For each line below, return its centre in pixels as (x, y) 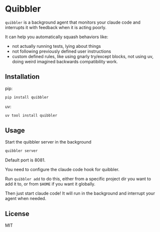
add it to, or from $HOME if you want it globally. (50, 184)
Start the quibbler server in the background (48, 142)
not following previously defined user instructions (62, 51)
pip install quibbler (27, 97)
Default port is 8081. (25, 160)
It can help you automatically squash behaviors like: (56, 37)
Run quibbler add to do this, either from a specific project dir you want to (78, 179)
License (17, 214)
